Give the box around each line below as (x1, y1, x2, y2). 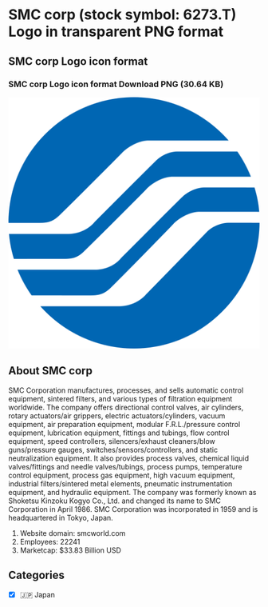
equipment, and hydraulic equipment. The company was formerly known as (8, 487, 257, 497)
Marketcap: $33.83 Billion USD (19, 545, 122, 555)
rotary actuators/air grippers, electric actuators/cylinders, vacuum (8, 410, 226, 421)
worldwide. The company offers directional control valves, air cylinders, (8, 402, 244, 412)
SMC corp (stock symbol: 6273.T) (8, 6, 237, 24)
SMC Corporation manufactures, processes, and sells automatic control (8, 385, 244, 395)
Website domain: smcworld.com (19, 528, 126, 537)
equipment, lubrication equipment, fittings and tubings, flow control (8, 428, 230, 437)
